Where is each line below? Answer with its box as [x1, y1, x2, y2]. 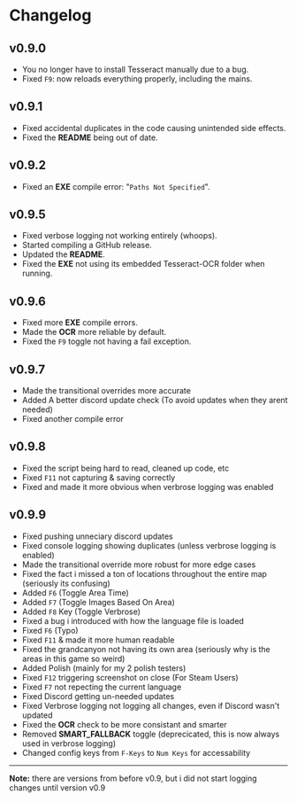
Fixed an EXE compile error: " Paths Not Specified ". [21, 181, 210, 191]
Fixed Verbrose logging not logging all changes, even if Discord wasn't [21, 700, 280, 711]
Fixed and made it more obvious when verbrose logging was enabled [21, 481, 274, 492]
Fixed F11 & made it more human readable [21, 635, 175, 645]
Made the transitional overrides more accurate [21, 385, 192, 396]
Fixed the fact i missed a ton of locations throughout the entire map [21, 568, 268, 579]
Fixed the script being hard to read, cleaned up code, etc [21, 463, 230, 473]
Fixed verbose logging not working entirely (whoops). [21, 230, 218, 241]
